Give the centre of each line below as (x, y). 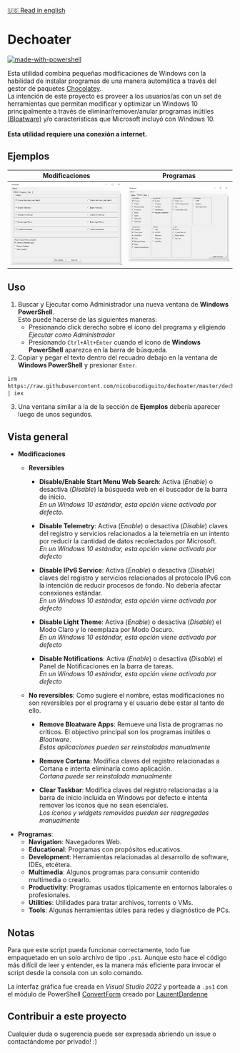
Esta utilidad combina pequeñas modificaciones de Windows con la (107, 73)
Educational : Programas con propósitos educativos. (105, 849)
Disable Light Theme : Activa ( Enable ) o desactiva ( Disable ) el (130, 622)
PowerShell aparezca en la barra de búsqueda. (98, 350)
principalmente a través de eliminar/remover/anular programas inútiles (111, 111)
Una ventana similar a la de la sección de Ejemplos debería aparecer (119, 407)
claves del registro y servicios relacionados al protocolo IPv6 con (135, 578)
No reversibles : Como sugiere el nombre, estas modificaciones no (126, 696)
